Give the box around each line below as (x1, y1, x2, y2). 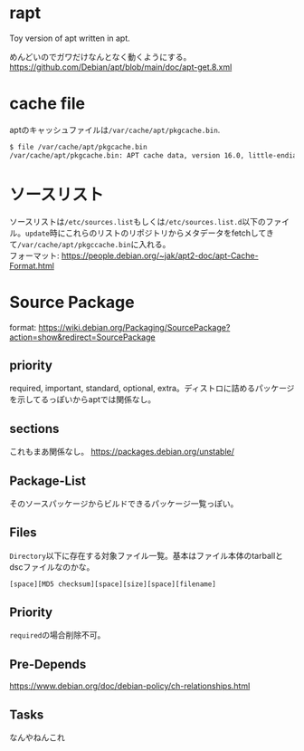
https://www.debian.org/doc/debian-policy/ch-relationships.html (9, 680, 251, 691)
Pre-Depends (9, 656, 87, 672)
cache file (9, 93, 86, 114)
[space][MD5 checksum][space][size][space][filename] (9, 579, 217, 589)
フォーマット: (9, 250, 61, 261)
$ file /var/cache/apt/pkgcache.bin (9, 142, 147, 151)
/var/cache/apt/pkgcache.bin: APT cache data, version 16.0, (9, 150, 245, 160)
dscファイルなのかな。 (9, 561, 95, 573)
